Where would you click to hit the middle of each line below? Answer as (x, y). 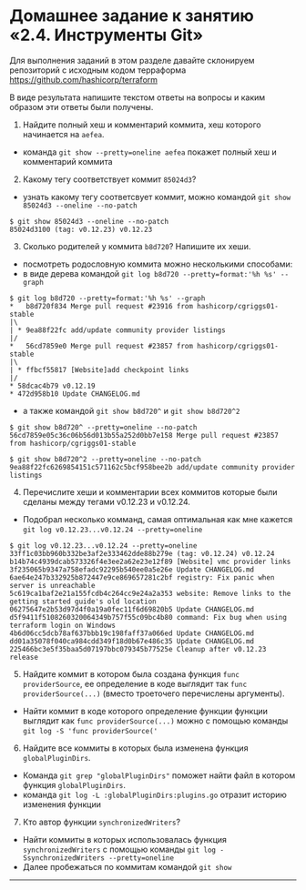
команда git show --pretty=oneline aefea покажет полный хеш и (149, 152)
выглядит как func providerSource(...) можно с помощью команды (155, 721)
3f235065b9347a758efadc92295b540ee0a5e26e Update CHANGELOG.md (132, 570)
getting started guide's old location (83, 602)
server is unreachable (52, 585)
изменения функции (62, 804)
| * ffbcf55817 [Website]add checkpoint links (99, 369)
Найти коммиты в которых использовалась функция (125, 839)
